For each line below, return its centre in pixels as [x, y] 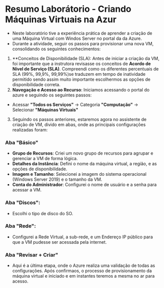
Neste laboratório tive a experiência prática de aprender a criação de [82, 33]
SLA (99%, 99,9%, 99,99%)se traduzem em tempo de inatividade [79, 74]
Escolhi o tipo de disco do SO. [43, 213]
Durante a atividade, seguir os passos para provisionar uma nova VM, [83, 43]
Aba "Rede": [20, 226]
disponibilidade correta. [36, 84]
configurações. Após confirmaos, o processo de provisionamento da [82, 271]
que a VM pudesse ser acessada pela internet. [59, 242]
